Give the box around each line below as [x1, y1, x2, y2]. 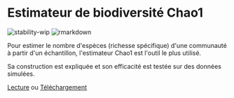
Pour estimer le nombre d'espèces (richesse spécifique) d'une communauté [7, 41, 228, 49]
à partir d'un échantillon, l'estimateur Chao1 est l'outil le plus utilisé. [7, 49, 202, 57]
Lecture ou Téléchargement [7, 83, 88, 91]
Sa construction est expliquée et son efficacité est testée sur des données [7, 62, 222, 70]
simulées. [7, 70, 35, 78]
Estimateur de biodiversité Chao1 [7, 5, 203, 21]
